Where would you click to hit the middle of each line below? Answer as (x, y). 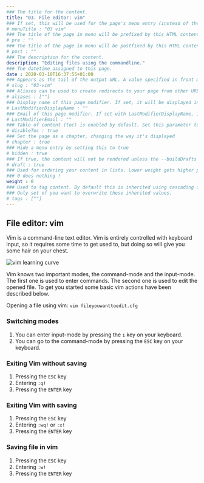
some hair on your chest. (37, 251)
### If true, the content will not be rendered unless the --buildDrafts (102, 159)
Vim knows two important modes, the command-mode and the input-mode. (101, 274)
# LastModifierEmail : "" (39, 119)
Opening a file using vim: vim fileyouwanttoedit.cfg (72, 305)
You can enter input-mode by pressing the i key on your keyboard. (99, 335)
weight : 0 (20, 182)
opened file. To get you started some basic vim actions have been (89, 287)
